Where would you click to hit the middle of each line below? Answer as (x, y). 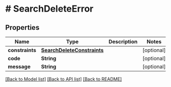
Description (123, 42)
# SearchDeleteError (49, 9)
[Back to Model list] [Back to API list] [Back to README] (64, 79)
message (19, 67)
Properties (22, 28)
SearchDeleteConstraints (72, 50)
